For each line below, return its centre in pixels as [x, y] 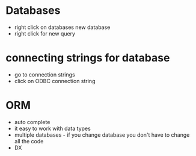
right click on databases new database [62, 27]
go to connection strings [45, 74]
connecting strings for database [88, 58]
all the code [29, 141]
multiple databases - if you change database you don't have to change [102, 135]
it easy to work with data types [52, 128]
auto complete [32, 122]
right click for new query [45, 33]
